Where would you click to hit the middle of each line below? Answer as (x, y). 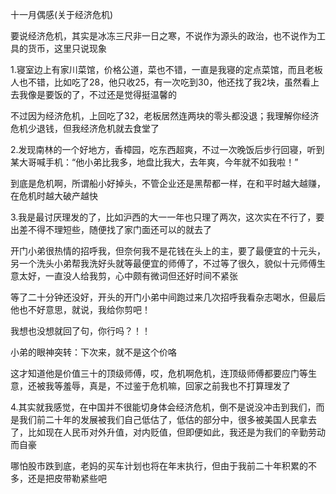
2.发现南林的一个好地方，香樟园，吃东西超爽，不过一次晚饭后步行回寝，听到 (167, 149)
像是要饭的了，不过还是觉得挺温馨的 (102, 94)
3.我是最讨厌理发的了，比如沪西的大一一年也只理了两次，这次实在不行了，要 (167, 217)
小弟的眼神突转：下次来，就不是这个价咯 (93, 352)
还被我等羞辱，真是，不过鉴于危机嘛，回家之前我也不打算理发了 (159, 386)
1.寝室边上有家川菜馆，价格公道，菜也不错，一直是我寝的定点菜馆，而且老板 (166, 69)
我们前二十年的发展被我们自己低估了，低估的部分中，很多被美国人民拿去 (167, 419)
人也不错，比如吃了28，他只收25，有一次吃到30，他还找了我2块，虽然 (156, 82)
